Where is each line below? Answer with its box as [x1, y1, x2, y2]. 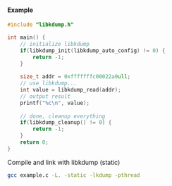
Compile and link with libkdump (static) [7, 158, 121, 166]
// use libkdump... [20, 80, 78, 87]
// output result [20, 92, 71, 100]
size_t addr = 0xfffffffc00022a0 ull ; [20, 73, 131, 80]
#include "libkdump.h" [7, 21, 74, 28]
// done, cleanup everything [20, 113, 106, 120]
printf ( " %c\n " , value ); [20, 99, 90, 106]
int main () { [7, 34, 46, 42]
